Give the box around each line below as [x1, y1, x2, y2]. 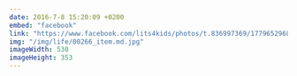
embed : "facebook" [9, 21, 77, 30]
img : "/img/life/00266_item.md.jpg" [9, 37, 144, 46]
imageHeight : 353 [9, 53, 73, 62]
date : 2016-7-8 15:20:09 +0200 [9, 12, 125, 22]
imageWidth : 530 [9, 45, 69, 54]
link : [9, 29, 29, 38]
